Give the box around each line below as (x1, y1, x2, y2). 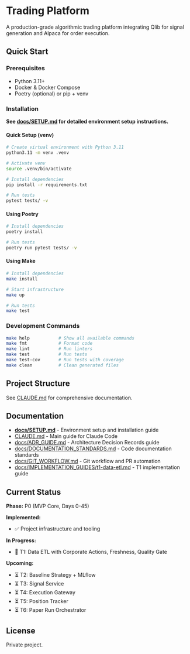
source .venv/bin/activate (6, 166, 72, 172)
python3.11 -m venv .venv (6, 150, 69, 156)
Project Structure (6, 379, 70, 389)
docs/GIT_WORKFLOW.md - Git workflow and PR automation (14, 458, 161, 465)
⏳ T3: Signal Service (14, 580, 64, 587)
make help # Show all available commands (6, 335, 134, 341)
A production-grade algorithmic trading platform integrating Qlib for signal (6, 23, 184, 30)
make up (6, 292, 25, 298)
